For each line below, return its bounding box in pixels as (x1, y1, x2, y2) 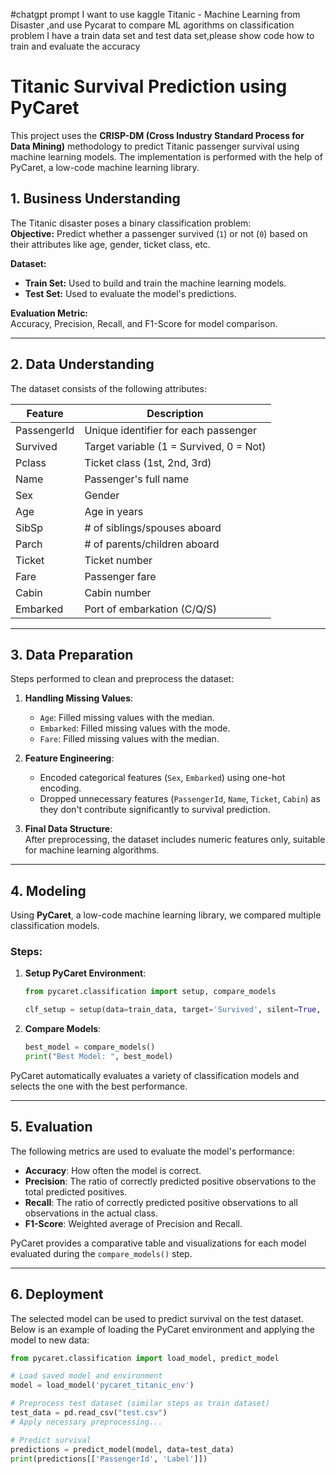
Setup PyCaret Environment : (24, 967, 147, 979)
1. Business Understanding (10, 190, 181, 208)
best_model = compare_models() (24, 1042, 156, 1053)
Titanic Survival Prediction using (10, 75, 288, 98)
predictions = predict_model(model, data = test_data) (10, 1444, 235, 1454)
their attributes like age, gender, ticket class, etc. (10, 238, 211, 250)
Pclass (15, 455, 47, 469)
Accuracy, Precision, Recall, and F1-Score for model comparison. (10, 317, 278, 329)
